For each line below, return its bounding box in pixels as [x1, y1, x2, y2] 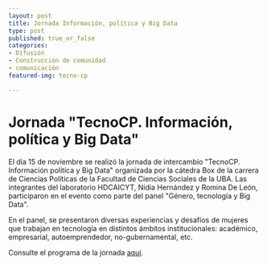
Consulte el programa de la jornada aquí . [8, 247, 143, 257]
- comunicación [8, 64, 60, 72]
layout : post [8, 11, 52, 20]
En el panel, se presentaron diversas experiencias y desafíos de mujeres [8, 214, 249, 225]
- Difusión [8, 49, 45, 57]
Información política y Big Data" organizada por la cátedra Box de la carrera [8, 165, 259, 175]
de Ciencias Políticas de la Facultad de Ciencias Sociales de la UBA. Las [8, 173, 248, 183]
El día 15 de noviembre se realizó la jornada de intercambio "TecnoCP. [8, 157, 240, 166]
